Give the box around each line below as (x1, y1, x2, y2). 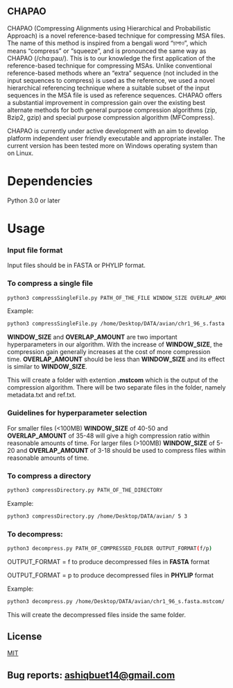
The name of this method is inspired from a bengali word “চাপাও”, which (7, 38, 207, 47)
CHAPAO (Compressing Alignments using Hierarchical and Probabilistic (7, 24, 212, 32)
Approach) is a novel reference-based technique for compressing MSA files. (7, 31, 225, 40)
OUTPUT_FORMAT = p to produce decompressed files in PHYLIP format (7, 570, 214, 579)
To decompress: (7, 529, 64, 538)
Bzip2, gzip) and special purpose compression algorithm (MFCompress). (7, 113, 215, 121)
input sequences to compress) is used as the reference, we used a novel (7, 76, 215, 84)
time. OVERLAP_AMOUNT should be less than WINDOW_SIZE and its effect (7, 355, 225, 364)
